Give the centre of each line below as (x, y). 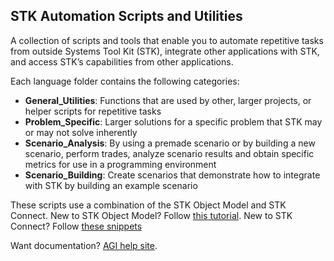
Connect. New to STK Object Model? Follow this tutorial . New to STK (151, 215)
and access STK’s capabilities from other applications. (122, 61)
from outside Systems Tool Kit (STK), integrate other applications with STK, (165, 51)
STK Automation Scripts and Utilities (126, 16)
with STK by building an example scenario (111, 185)
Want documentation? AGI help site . (84, 245)
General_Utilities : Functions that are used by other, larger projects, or (168, 100)
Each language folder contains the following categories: (125, 81)
